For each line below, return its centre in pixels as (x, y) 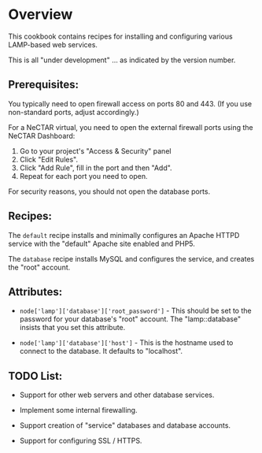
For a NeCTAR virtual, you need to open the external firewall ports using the (131, 127)
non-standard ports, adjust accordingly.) (74, 112)
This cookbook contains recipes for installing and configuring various (121, 36)
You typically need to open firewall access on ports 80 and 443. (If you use (130, 103)
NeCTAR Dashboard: (42, 136)
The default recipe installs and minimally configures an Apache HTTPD (124, 235)
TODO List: (35, 376)
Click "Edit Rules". (49, 159)
